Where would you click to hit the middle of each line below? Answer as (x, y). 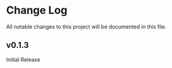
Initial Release (23, 59)
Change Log (37, 10)
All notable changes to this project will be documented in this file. (87, 27)
